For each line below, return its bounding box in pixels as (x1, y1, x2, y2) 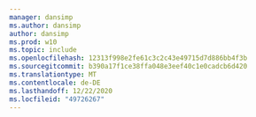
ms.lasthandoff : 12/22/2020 (9, 86, 113, 95)
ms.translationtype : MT (9, 70, 97, 79)
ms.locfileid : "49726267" (9, 94, 105, 104)
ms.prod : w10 (9, 37, 58, 47)
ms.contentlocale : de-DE (9, 78, 101, 87)
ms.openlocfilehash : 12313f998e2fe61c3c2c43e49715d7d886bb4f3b (9, 54, 248, 62)
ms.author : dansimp (9, 21, 81, 30)
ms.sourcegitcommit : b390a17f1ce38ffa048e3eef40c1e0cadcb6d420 (9, 62, 248, 71)
